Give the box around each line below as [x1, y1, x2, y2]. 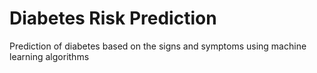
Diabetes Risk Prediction [9, 7, 217, 30]
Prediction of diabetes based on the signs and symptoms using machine [9, 40, 307, 52]
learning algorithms [9, 50, 90, 62]
